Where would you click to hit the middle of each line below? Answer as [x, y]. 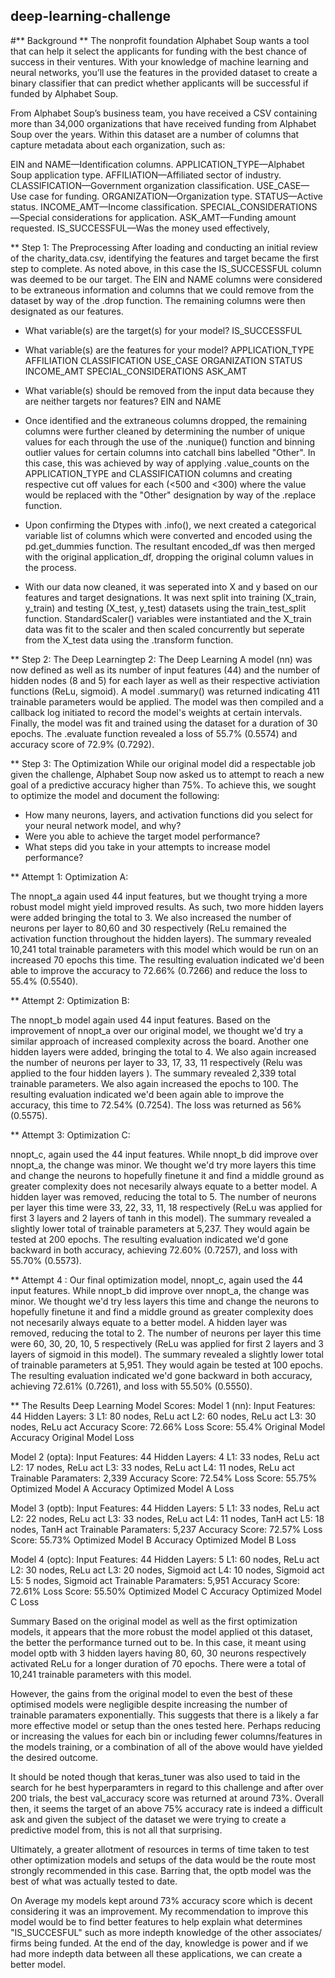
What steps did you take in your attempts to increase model [147, 846]
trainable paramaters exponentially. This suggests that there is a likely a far [164, 1715]
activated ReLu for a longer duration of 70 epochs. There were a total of [158, 1663]
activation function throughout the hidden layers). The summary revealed [161, 938]
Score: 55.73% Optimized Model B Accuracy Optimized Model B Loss [153, 1540]
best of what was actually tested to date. [94, 1881]
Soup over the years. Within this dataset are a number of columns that [155, 134]
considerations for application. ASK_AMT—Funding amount [174, 217]
